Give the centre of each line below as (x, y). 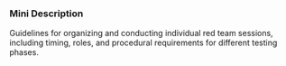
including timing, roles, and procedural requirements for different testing (143, 42)
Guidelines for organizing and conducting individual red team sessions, (141, 33)
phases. (24, 52)
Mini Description (46, 14)
